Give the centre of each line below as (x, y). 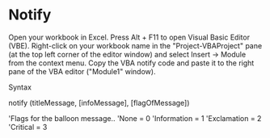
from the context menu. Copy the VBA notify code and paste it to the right (131, 63)
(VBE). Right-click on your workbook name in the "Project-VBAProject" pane (135, 45)
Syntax (20, 87)
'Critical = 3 (28, 127)
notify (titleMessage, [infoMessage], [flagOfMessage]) (99, 102)
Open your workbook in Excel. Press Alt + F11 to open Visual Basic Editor (129, 37)
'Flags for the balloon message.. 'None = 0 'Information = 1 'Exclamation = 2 (135, 118)
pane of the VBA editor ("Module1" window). (82, 71)
